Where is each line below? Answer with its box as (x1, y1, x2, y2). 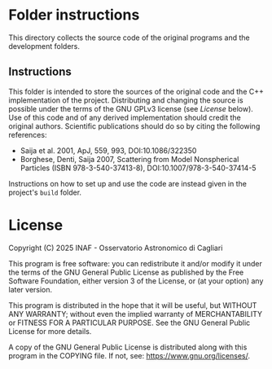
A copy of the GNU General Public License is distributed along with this (8, 342, 248, 352)
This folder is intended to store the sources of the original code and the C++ (8, 86, 265, 96)
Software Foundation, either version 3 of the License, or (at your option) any (8, 275, 264, 286)
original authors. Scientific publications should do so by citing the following (8, 121, 261, 131)
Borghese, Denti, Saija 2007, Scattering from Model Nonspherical (20, 154, 239, 164)
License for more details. (8, 326, 92, 336)
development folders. (8, 41, 80, 51)
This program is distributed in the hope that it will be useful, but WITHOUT (8, 300, 257, 310)
